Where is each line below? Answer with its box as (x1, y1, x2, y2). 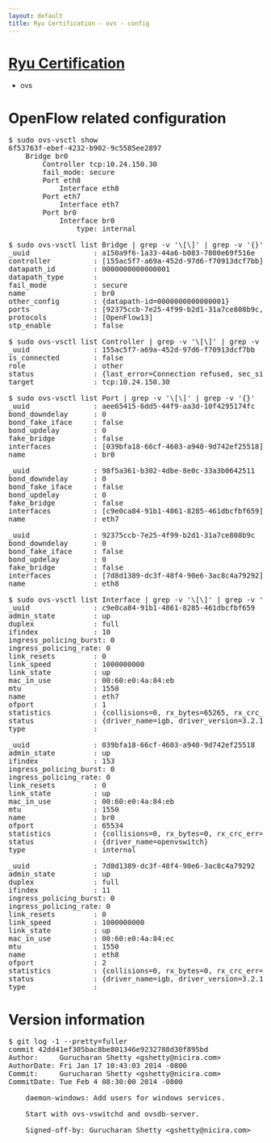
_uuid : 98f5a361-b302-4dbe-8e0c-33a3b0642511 (8, 466, 256, 476)
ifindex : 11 (8, 886, 111, 895)
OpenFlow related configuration (8, 109, 227, 127)
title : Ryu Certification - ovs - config (8, 19, 150, 27)
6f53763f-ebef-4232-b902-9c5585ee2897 (8, 144, 162, 153)
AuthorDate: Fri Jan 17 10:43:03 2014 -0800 (8, 1062, 188, 1070)
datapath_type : (8, 273, 98, 282)
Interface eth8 (59, 184, 119, 194)
